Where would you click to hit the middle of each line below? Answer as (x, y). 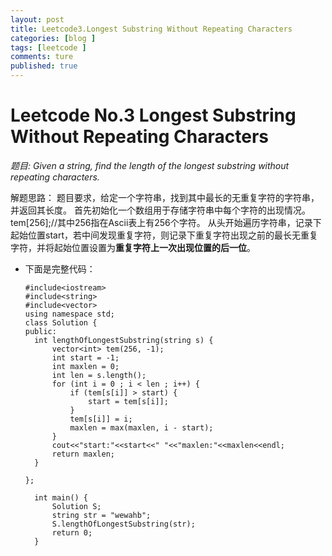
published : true (44, 66)
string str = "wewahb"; (101, 515)
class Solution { (61, 322)
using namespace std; (69, 314)
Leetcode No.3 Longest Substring (153, 115)
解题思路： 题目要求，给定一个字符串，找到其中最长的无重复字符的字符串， (165, 197)
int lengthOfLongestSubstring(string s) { (124, 340)
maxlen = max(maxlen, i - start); (141, 427)
